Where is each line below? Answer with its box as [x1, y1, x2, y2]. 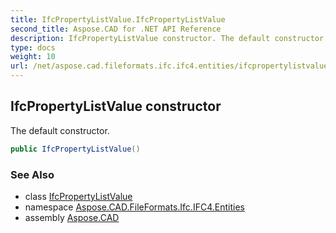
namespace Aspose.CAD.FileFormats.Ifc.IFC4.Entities [24, 201, 245, 213]
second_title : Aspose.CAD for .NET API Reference [10, 24, 222, 34]
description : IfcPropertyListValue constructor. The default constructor [10, 33, 325, 43]
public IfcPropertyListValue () [10, 144, 141, 154]
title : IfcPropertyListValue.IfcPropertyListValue [10, 14, 226, 25]
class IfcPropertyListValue [24, 190, 133, 202]
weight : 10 [10, 52, 56, 62]
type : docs [10, 42, 56, 53]
